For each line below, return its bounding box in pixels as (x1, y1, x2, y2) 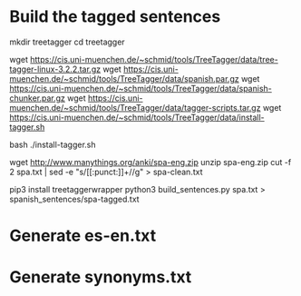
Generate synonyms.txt (9, 267, 192, 288)
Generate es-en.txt (9, 225, 157, 246)
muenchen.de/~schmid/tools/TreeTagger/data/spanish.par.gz (9, 73, 239, 84)
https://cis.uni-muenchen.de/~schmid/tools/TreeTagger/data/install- (9, 112, 265, 123)
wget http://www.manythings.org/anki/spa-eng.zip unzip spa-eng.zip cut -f (9, 156, 292, 167)
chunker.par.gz (9, 93, 66, 104)
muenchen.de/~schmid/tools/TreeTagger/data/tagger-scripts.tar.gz (9, 102, 261, 113)
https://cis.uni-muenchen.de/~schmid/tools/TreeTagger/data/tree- (30, 54, 278, 64)
